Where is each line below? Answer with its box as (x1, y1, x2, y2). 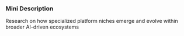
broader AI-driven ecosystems (5, 23, 79, 30)
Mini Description (5, 5, 54, 13)
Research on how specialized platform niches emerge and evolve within (5, 18, 179, 25)
